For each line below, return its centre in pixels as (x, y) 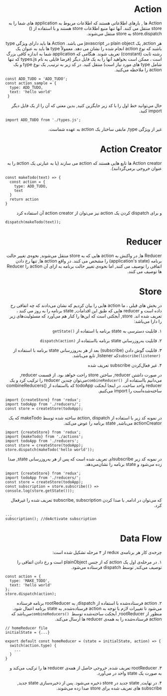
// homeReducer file (27, 628)
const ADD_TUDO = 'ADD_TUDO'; (37, 79)
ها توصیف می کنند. (145, 271)
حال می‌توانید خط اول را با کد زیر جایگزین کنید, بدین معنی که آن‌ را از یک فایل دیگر (87, 105)
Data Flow (141, 538)
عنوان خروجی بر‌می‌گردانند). (136, 168)
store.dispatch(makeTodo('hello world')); (50, 449)
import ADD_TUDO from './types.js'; (43, 120)
